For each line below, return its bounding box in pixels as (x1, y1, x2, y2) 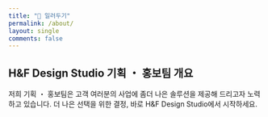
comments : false (8, 34, 63, 43)
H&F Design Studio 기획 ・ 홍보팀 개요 (8, 66, 194, 80)
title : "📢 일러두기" (8, 11, 71, 20)
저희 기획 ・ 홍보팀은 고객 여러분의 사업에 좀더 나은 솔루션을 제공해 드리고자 (8, 90, 246, 99)
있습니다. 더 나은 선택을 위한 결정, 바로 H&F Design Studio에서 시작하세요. (23, 99, 258, 109)
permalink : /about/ (8, 19, 74, 27)
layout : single (8, 27, 60, 35)
